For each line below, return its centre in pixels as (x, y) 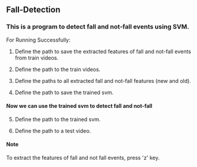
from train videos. (36, 58)
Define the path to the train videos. (58, 69)
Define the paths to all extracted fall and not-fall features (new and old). (103, 81)
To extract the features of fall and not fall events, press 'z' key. (83, 158)
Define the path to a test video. (53, 131)
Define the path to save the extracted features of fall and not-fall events (103, 51)
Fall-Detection (33, 10)
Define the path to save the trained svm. (64, 92)
